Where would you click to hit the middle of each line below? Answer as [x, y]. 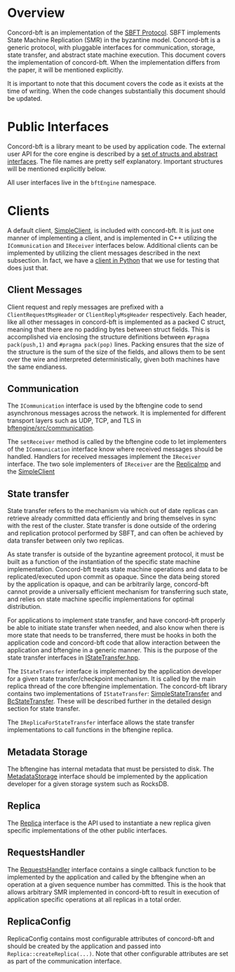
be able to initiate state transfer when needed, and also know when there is [116, 628]
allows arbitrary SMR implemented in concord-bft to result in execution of [113, 892]
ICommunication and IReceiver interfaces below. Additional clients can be [113, 245]
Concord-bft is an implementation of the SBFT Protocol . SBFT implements [114, 32]
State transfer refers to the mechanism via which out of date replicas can [113, 511]
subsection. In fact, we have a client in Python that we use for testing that [113, 260]
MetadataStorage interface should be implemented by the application [108, 776]
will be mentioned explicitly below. [57, 169]
